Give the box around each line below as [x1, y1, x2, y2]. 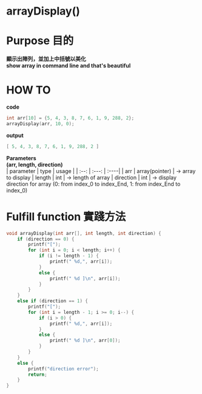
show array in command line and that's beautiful [6, 62, 131, 69]
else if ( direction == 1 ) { [17, 298, 88, 304]
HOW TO [6, 83, 51, 97]
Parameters [6, 154, 36, 161]
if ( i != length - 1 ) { [38, 253, 99, 259]
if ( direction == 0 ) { [17, 236, 75, 242]
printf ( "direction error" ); [28, 365, 99, 372]
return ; [28, 372, 47, 378]
